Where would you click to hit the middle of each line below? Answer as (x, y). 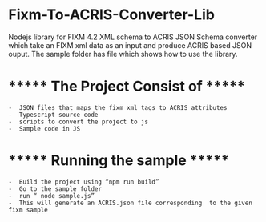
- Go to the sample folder (55, 189)
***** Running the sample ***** (119, 161)
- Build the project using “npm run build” (84, 182)
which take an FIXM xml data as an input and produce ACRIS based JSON (130, 45)
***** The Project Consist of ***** (127, 87)
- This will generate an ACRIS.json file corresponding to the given (130, 203)
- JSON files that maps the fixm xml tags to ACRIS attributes (118, 107)
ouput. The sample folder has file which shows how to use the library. (123, 54)
